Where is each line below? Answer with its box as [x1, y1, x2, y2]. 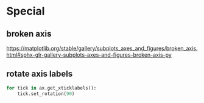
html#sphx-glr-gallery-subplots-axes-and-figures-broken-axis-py [6, 51, 172, 59]
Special [6, 4, 45, 18]
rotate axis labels [6, 69, 73, 79]
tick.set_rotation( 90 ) [17, 90, 75, 97]
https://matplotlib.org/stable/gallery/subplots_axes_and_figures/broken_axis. [6, 44, 198, 52]
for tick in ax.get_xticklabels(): [6, 85, 97, 91]
